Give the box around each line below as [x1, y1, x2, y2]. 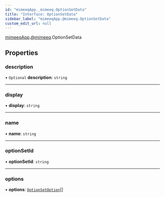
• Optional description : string [5, 74, 67, 80]
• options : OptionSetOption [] [5, 187, 63, 193]
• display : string [5, 103, 40, 109]
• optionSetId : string [5, 158, 49, 165]
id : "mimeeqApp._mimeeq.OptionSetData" [5, 7, 87, 12]
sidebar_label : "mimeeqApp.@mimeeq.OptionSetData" [5, 16, 111, 21]
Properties [5, 49, 38, 57]
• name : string [5, 131, 36, 137]
